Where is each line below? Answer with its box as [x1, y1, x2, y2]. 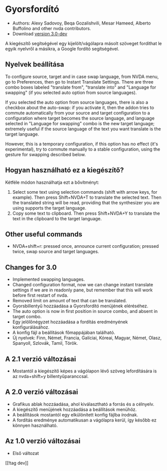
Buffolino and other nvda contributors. [12, 25, 91, 31]
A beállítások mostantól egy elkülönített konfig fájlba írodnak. [12, 411, 138, 417]
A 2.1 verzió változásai [5, 354, 76, 363]
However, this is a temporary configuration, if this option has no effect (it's [5, 141, 158, 147]
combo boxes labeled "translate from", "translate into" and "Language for [5, 84, 156, 90]
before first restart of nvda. [12, 292, 68, 298]
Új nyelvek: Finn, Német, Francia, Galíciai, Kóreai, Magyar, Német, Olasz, [12, 335, 161, 341]
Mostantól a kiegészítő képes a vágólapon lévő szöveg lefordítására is [12, 368, 157, 374]
